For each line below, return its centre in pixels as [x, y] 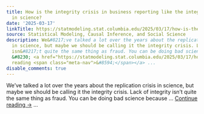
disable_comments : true [36, 68]
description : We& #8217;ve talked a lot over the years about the [90, 40]
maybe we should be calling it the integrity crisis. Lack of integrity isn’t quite [102, 92]
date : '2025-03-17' [31, 23]
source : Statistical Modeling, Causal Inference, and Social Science [96, 35]
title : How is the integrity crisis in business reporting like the [95, 12]
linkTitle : [20, 29]
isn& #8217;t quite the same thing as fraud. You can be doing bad [97, 52]
